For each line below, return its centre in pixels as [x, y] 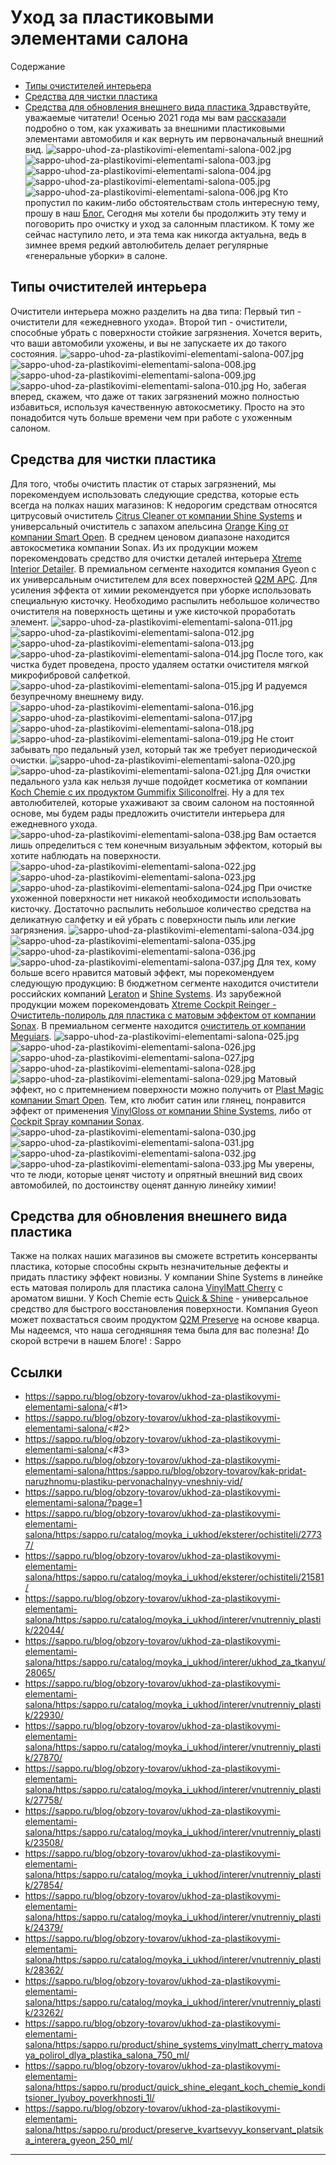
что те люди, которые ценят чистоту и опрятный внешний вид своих [156, 1174]
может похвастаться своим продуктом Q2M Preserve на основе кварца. [165, 1320]
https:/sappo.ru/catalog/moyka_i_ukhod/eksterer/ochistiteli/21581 [190, 1577]
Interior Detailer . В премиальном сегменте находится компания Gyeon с [163, 568]
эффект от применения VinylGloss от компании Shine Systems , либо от [161, 1110]
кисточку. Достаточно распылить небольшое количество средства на [161, 908]
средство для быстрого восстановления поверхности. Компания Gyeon [164, 1309]
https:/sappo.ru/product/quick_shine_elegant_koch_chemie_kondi [190, 2087]
